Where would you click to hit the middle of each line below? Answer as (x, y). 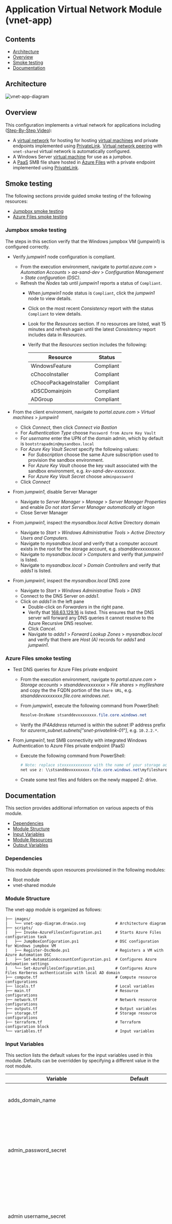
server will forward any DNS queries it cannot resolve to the (91, 618)
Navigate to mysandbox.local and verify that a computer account (89, 543)
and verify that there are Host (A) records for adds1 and (87, 639)
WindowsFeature (51, 366)
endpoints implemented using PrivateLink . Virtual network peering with (88, 146)
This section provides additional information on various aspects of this (79, 808)
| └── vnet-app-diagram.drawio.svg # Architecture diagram (86, 924)
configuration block (27, 1027)
